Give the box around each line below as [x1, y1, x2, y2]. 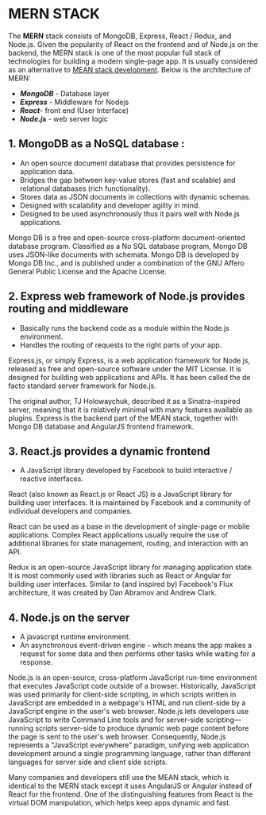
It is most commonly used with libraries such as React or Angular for [8, 571, 232, 580]
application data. [19, 166, 75, 176]
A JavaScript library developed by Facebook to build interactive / [19, 466, 233, 475]
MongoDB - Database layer [19, 88, 110, 98]
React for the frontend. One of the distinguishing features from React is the [8, 790, 253, 799]
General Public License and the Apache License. [8, 266, 167, 276]
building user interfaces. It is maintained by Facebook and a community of [8, 498, 251, 507]
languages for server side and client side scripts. [8, 757, 168, 767]
